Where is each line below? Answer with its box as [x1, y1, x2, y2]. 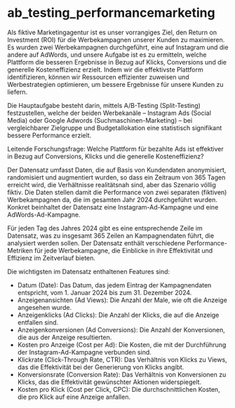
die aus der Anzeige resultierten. [17, 333, 112, 341]
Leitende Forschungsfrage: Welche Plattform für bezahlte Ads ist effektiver [7, 144, 224, 153]
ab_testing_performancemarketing [7, 5, 215, 21]
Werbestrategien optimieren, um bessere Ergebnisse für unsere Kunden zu [7, 80, 224, 88]
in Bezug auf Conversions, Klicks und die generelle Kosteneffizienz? [7, 152, 204, 161]
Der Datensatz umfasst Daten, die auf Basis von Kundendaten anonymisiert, [7, 165, 227, 174]
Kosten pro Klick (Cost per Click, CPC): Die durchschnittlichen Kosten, [17, 385, 220, 393]
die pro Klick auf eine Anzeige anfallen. [17, 393, 131, 401]
